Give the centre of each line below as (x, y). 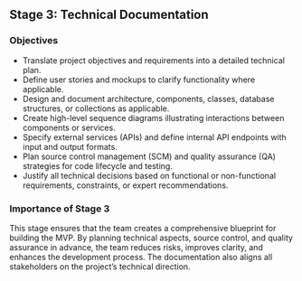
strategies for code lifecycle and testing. (98, 165)
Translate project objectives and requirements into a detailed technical (153, 60)
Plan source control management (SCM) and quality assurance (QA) (149, 156)
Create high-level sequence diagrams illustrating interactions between (153, 117)
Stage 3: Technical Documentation (109, 15)
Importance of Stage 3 (60, 209)
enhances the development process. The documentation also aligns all (141, 257)
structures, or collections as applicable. (96, 108)
